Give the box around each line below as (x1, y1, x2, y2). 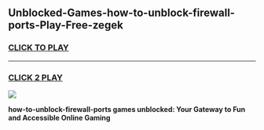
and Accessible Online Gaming (8, 113, 111, 122)
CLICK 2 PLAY (8, 72, 63, 83)
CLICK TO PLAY (8, 43, 69, 54)
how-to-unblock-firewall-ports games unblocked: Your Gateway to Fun (8, 104, 246, 113)
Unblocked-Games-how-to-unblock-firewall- (8, 6, 236, 20)
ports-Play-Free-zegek (8, 19, 123, 32)
